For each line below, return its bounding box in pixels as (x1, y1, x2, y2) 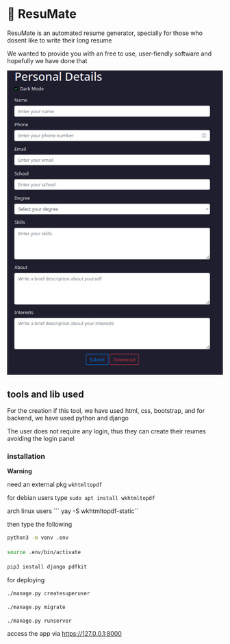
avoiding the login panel (7, 435, 75, 443)
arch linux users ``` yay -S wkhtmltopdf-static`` (7, 507, 139, 515)
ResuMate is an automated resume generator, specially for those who (7, 29, 203, 37)
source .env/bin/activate (7, 549, 81, 556)
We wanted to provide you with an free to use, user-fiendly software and (7, 49, 212, 58)
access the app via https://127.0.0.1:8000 (7, 629, 122, 637)
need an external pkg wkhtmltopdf (7, 480, 103, 489)
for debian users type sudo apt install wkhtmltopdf (7, 494, 155, 502)
